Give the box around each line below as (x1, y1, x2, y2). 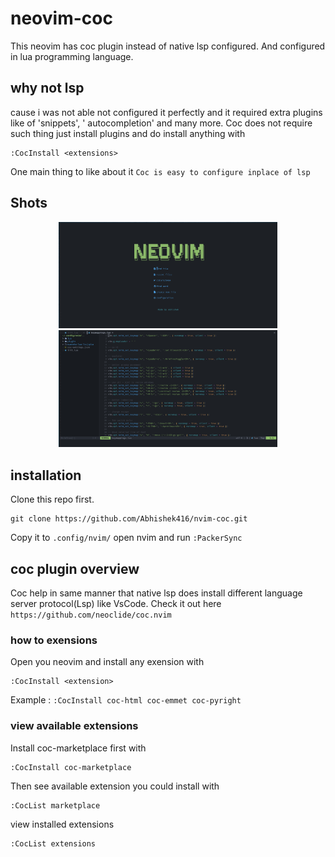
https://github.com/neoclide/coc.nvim (10, 610, 172, 621)
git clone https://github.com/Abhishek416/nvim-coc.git (10, 514, 248, 524)
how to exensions (10, 633, 98, 647)
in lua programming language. (10, 50, 134, 62)
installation (10, 467, 82, 484)
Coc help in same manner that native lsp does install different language (10, 587, 303, 599)
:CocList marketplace (10, 800, 101, 811)
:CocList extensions (10, 838, 97, 849)
